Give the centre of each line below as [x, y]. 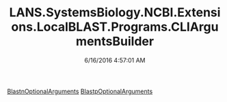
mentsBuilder [115, 41]
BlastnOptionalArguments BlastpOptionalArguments [80, 91]
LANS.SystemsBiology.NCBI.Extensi [115, 13]
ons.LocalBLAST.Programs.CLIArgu [115, 27]
